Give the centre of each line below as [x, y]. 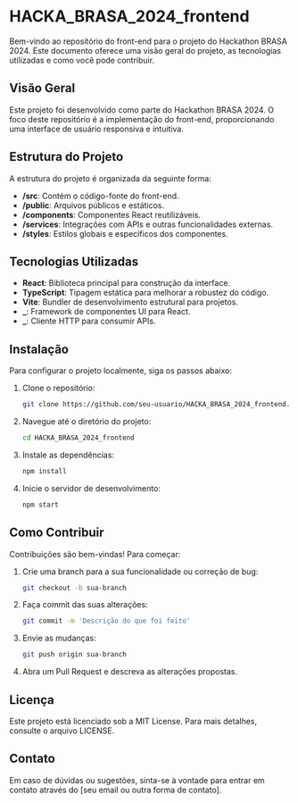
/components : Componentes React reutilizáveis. [112, 214]
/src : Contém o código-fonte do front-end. [101, 196]
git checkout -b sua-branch [74, 588]
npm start [41, 505]
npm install [44, 471]
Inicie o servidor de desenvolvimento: [91, 488]
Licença [32, 700]
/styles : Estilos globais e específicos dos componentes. [125, 233]
